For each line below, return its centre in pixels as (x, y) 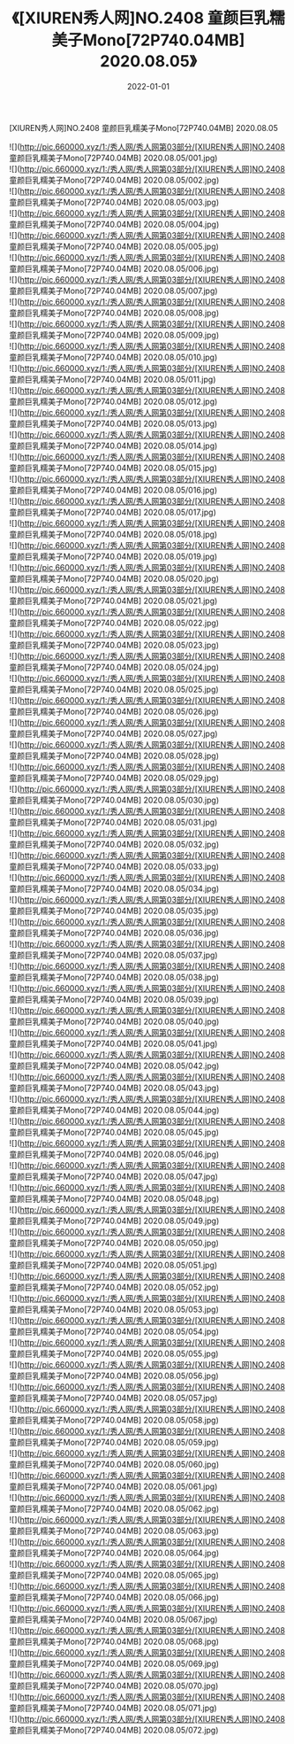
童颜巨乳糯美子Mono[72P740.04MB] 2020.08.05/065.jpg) (114, 1575)
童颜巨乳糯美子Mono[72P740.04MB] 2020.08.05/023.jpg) (114, 645)
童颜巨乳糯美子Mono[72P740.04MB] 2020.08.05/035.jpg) (114, 911)
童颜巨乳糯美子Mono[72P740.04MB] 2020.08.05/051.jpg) (113, 1265)
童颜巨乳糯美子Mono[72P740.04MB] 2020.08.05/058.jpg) (114, 1420)
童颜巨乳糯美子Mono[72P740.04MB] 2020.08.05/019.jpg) (113, 556)
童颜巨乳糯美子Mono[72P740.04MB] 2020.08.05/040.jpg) (114, 1021)
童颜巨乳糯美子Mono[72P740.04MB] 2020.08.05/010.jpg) (113, 357)
